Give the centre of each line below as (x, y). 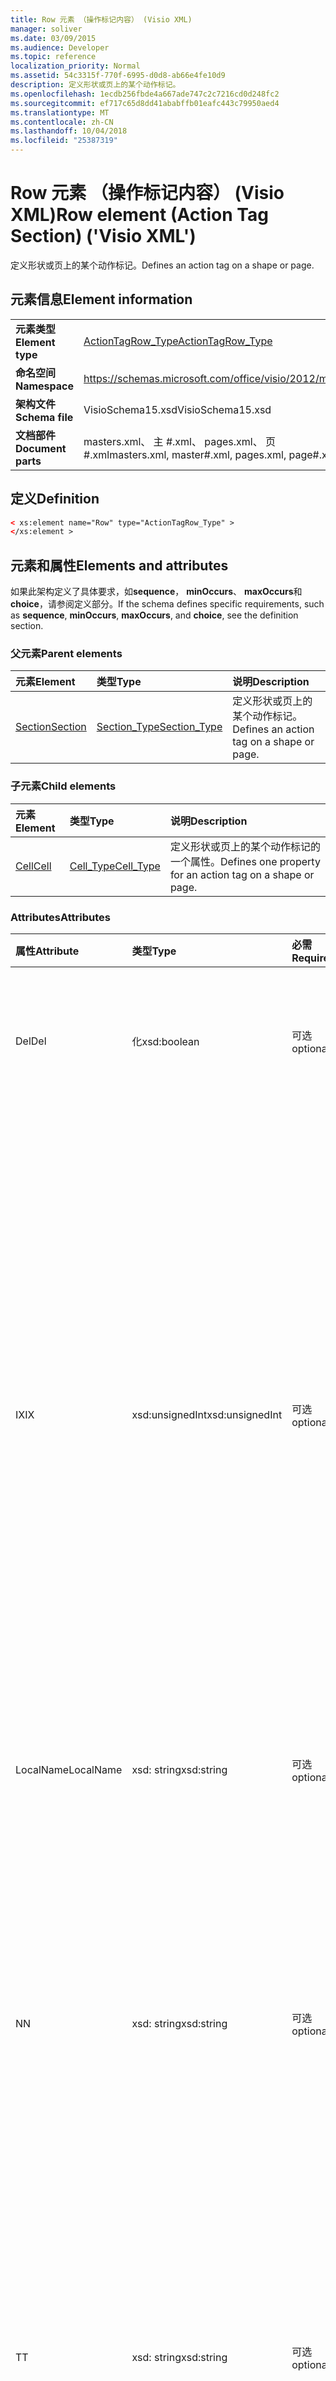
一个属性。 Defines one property (245, 861)
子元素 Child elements (63, 786)
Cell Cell (33, 866)
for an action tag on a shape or (242, 874)
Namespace (45, 386)
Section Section (51, 727)
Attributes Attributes (60, 917)
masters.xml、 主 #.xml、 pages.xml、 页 (179, 441)
